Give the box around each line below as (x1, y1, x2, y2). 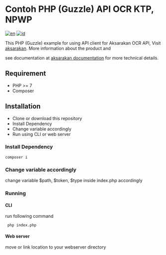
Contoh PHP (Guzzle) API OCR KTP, (5, 3, 154, 15)
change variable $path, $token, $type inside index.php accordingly (5, 178, 143, 184)
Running (5, 190, 26, 197)
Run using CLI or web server (12, 131, 71, 137)
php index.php (7, 223, 37, 228)
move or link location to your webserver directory (5, 244, 106, 250)
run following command (5, 213, 54, 219)
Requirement (5, 69, 46, 78)
